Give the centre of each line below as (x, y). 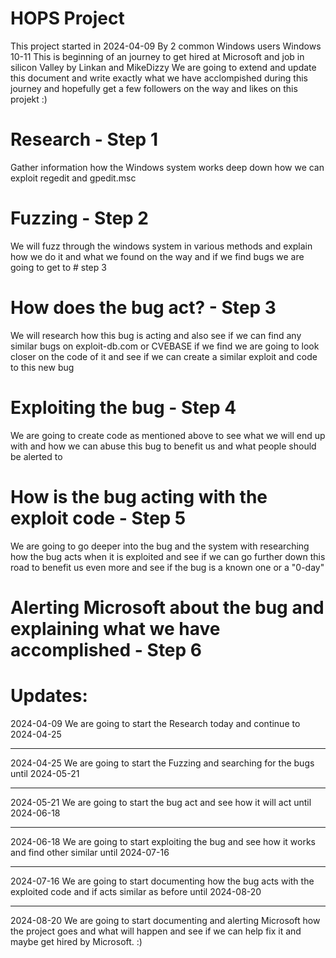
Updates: (49, 696)
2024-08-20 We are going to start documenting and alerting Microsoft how (165, 920)
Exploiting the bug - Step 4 (123, 407)
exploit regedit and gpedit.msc (73, 178)
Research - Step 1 (84, 139)
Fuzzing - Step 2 (79, 218)
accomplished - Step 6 (106, 649)
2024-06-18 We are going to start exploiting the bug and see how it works (163, 841)
